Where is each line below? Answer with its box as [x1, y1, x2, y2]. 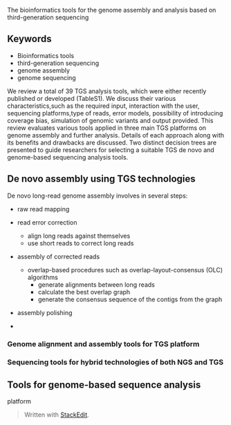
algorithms [27, 273, 59, 281]
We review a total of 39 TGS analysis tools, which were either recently [7, 86, 207, 95]
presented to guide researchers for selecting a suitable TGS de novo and [7, 145, 214, 154]
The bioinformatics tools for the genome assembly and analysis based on [7, 6, 216, 14]
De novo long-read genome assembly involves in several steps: [7, 191, 188, 200]
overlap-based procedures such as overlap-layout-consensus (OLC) [27, 265, 223, 274]
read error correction [17, 218, 77, 227]
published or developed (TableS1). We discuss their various [7, 94, 176, 102]
